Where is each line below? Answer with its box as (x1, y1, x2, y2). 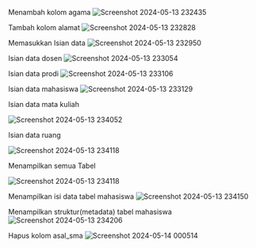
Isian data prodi (8, 69, 59, 78)
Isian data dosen (8, 54, 63, 63)
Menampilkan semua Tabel (8, 161, 97, 170)
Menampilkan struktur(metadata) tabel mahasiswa (8, 207, 172, 216)
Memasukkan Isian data (8, 38, 86, 48)
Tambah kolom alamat (8, 23, 81, 32)
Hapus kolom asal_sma (8, 231, 83, 240)
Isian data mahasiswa (8, 84, 79, 93)
